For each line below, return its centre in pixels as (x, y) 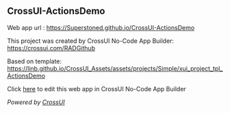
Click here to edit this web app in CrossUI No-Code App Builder (97, 88)
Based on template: (35, 61)
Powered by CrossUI (36, 102)
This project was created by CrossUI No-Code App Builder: (91, 41)
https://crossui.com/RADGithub (51, 48)
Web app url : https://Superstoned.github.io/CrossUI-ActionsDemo (101, 27)
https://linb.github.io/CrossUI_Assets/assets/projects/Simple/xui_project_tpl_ (115, 68)
